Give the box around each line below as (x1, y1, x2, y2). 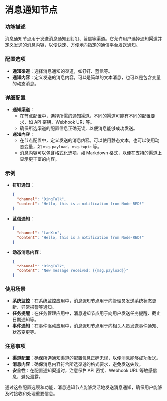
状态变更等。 (12, 329, 39, 335)
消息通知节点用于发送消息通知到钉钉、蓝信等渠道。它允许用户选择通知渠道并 (5, 36, 162, 42)
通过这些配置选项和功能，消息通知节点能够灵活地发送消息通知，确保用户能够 (5, 384, 162, 390)
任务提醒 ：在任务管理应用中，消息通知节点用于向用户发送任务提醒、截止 (12, 310, 161, 316)
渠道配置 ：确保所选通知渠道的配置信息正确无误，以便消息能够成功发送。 (12, 355, 161, 361)
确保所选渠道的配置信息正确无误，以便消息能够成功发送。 (19, 125, 138, 131)
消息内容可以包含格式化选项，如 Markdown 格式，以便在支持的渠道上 (19, 150, 162, 156)
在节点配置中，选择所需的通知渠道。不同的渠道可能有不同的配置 (19, 113, 151, 119)
